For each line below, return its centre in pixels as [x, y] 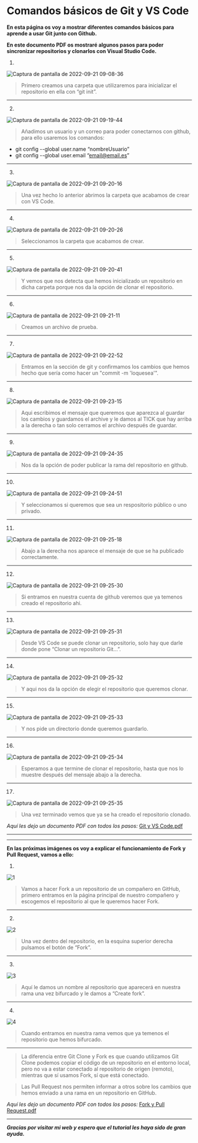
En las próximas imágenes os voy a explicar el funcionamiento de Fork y [96, 848]
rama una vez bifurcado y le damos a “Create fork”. [83, 993]
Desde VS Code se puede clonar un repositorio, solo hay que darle [102, 643]
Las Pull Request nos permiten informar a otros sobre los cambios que [106, 1086]
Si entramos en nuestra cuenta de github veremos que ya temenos [102, 597]
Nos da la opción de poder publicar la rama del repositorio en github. [105, 465]
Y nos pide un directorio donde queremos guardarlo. [85, 728]
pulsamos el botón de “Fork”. [56, 947]
